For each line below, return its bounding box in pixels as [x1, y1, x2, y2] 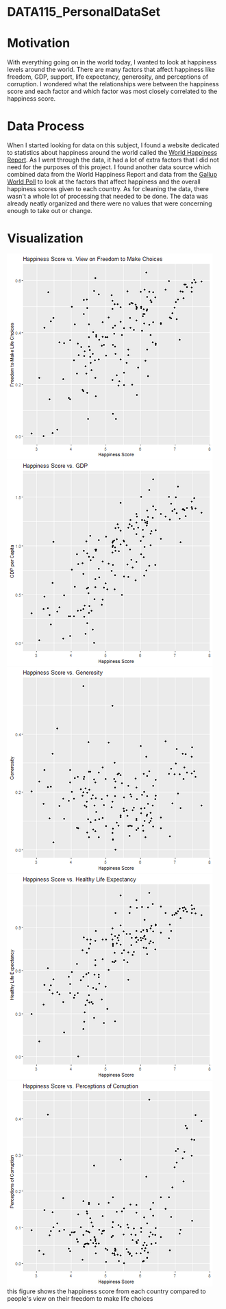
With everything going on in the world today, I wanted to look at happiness [7, 58, 217, 66]
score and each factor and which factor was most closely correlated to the [7, 87, 218, 96]
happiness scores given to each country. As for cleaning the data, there [7, 185, 209, 193]
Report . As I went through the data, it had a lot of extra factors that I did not [7, 155, 219, 164]
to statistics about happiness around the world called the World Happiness [7, 149, 218, 157]
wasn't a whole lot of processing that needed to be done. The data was [7, 192, 208, 201]
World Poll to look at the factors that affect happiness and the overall [7, 177, 201, 186]
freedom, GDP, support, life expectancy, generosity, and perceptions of [7, 73, 209, 81]
